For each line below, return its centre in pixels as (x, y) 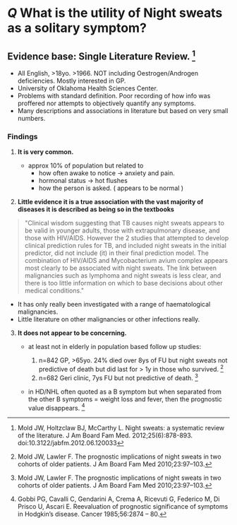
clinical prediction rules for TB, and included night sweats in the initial (126, 246)
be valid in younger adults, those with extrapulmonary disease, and (122, 230)
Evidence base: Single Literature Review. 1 (102, 55)
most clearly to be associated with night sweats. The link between (121, 268)
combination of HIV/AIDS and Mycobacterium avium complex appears (126, 261)
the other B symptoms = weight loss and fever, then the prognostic (125, 399)
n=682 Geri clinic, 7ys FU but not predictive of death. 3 (119, 377)
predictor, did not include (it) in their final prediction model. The (117, 253)
